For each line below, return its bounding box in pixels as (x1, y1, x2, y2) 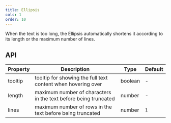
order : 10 (5, 17, 26, 22)
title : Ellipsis (5, 7, 40, 13)
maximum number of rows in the (35, 103, 112, 110)
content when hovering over (35, 80, 102, 88)
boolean (120, 77, 140, 85)
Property (8, 66, 30, 73)
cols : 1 (5, 12, 22, 17)
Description (61, 66, 90, 73)
